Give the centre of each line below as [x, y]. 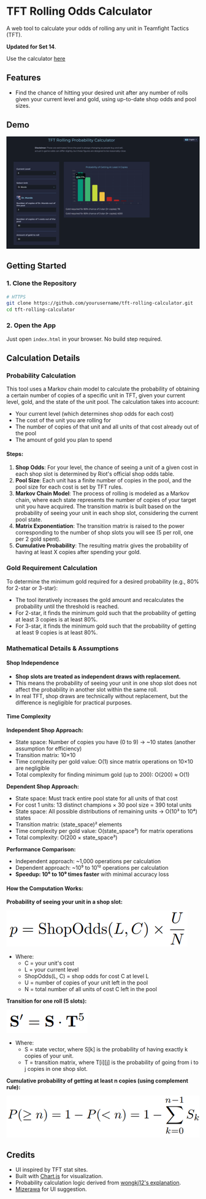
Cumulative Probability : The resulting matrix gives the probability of [102, 546]
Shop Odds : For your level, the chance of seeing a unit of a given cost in [107, 468]
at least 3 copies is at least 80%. [56, 619]
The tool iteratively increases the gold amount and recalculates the [99, 599]
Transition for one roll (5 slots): [47, 1001]
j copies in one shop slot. [56, 1069]
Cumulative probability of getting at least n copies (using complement [97, 1081]
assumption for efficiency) [48, 748]
